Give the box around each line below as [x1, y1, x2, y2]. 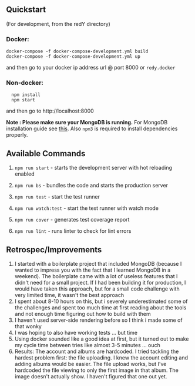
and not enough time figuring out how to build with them [14, 311, 151, 318]
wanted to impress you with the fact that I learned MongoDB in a [14, 266, 171, 273]
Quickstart [6, 5, 46, 15]
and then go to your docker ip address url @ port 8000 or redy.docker [6, 64, 176, 71]
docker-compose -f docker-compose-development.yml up [6, 54, 141, 60]
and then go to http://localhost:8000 [6, 107, 94, 114]
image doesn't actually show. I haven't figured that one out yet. [14, 373, 167, 380]
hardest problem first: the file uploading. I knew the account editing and [14, 354, 189, 361]
